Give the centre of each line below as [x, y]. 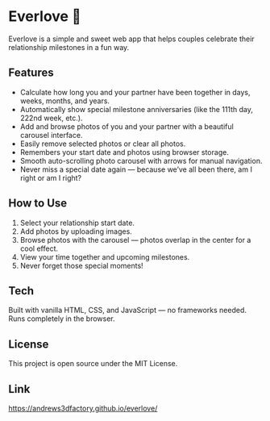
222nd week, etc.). [51, 118]
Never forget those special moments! [81, 265]
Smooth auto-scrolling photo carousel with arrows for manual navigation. [141, 160]
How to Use [38, 204]
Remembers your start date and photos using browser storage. [125, 152]
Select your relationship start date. [77, 223]
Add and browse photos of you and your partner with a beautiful [127, 126]
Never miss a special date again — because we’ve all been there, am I [136, 169]
